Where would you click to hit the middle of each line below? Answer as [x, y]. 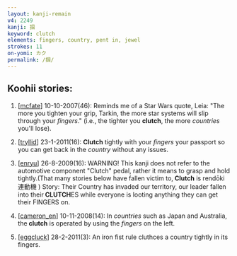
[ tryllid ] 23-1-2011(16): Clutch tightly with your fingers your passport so [121, 141]
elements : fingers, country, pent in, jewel [74, 40]
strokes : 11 [25, 47]
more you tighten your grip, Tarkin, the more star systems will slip [113, 113]
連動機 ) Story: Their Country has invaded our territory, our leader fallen [122, 186]
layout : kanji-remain [39, 14]
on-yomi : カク [27, 54]
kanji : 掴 [21, 27]
